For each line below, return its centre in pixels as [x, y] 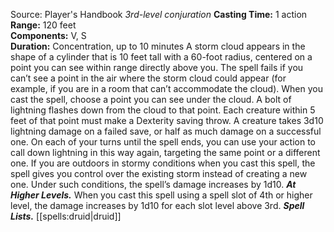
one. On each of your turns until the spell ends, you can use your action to [163, 142]
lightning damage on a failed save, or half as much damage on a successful [166, 131]
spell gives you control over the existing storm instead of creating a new [159, 173]
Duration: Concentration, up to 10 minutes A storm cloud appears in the [158, 46]
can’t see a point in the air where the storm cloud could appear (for [148, 78]
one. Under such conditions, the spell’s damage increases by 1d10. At [153, 184]
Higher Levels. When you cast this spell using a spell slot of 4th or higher [161, 195]
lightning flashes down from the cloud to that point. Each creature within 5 [163, 110]
